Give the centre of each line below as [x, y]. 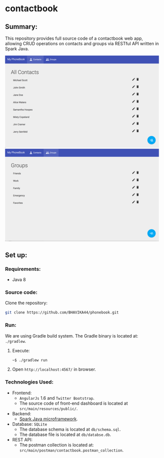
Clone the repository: [26, 303]
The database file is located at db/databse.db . [65, 434]
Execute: [21, 350]
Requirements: [23, 269]
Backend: [22, 413]
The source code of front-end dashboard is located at [74, 403]
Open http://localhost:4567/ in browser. [54, 369]
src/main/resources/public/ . [49, 408]
